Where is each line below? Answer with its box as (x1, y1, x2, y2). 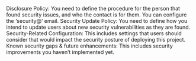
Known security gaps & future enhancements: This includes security (6, 42, 173, 49)
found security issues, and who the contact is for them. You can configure (6, 11, 187, 18)
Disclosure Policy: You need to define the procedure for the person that (6, 5, 181, 12)
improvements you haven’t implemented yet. (6, 49, 114, 55)
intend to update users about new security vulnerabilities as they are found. (6, 23, 191, 30)
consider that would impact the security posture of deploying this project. (6, 36, 185, 43)
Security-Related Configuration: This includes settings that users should (6, 30, 182, 37)
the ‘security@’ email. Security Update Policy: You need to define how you (6, 18, 188, 24)
